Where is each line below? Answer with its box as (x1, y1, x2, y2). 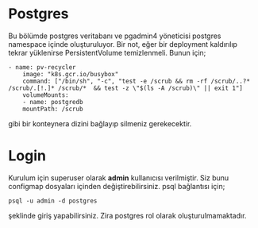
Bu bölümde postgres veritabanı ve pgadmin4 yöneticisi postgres (8, 31, 221, 41)
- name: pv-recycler (8, 63, 77, 71)
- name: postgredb (22, 98, 83, 106)
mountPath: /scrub (22, 105, 83, 113)
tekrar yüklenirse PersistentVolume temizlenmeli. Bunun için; (8, 48, 206, 57)
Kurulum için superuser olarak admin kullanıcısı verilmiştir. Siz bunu (8, 172, 229, 183)
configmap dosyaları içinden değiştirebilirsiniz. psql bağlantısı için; (8, 181, 225, 191)
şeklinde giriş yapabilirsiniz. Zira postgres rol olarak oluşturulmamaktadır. (8, 211, 247, 220)
